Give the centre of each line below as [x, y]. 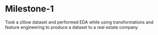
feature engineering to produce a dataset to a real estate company [71, 27]
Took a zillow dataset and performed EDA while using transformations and [79, 22]
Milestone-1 [30, 9]
